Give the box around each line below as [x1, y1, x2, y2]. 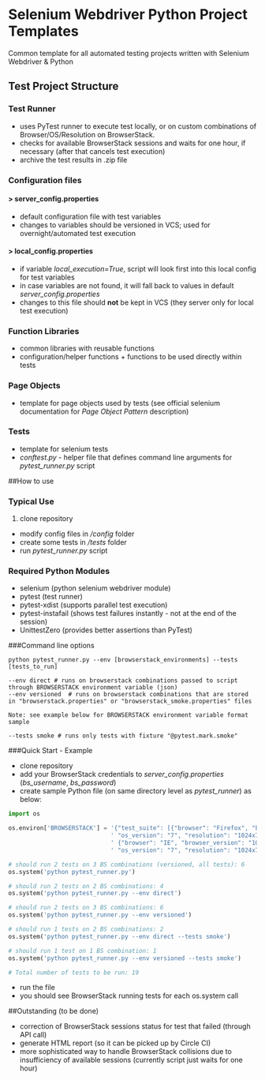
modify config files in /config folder [19, 529, 135, 538]
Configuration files [8, 174, 82, 186]
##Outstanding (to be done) [8, 1007, 99, 1016]
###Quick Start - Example [8, 746, 93, 756]
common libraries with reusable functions [19, 343, 155, 353]
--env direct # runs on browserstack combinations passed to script [8, 677, 238, 684]
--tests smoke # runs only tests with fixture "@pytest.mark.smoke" [8, 732, 238, 740]
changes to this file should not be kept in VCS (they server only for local [19, 298, 254, 307]
